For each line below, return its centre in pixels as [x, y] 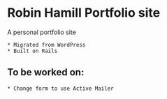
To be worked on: [46, 72]
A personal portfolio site [42, 32]
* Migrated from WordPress [46, 45]
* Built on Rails [32, 51]
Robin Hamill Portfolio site [84, 13]
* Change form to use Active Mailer [60, 89]
